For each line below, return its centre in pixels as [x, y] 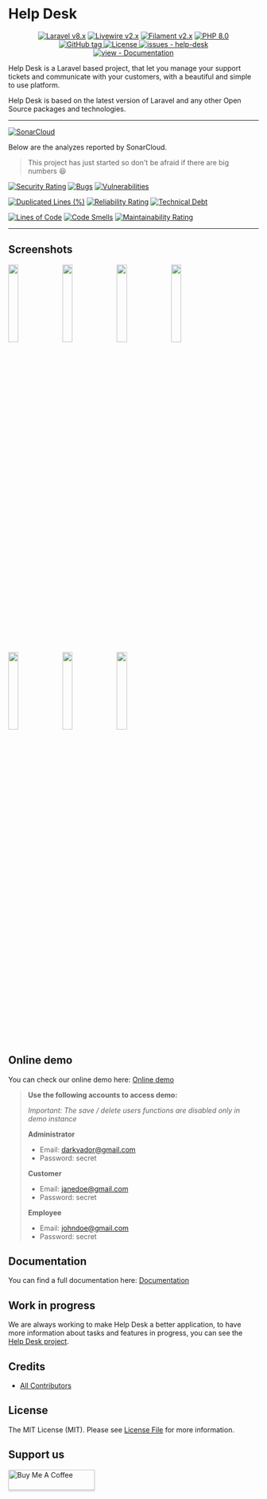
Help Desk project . [39, 1342]
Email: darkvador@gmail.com [88, 1149]
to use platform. [34, 85]
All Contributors [45, 1385]
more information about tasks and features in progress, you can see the [126, 1333]
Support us [37, 1455]
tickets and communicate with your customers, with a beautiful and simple [130, 76]
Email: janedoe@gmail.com [84, 1188]
